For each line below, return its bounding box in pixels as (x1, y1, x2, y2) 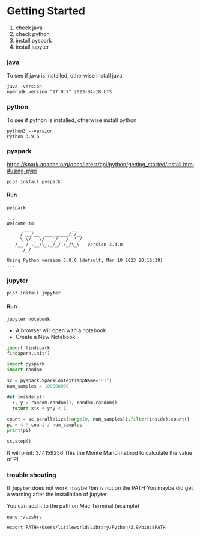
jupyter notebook (7, 316, 50, 322)
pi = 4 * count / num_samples (7, 422, 83, 428)
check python (15, 30, 50, 37)
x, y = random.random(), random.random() (12, 400, 118, 406)
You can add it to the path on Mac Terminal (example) (7, 502, 140, 510)
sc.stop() (7, 438, 32, 444)
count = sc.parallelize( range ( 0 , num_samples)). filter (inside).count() (7, 416, 190, 422)
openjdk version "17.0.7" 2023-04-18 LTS (7, 89, 112, 95)
